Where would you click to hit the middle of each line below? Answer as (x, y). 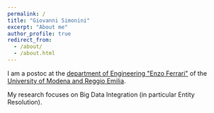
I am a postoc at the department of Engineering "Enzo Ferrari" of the (107, 73)
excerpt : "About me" (38, 27)
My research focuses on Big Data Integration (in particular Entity (101, 94)
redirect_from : (30, 40)
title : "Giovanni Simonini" (49, 20)
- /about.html (34, 54)
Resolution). (25, 102)
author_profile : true (39, 34)
